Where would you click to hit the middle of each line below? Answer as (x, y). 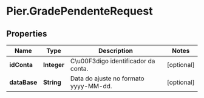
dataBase (23, 82)
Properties (27, 34)
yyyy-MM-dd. (91, 86)
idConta (21, 65)
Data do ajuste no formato (107, 79)
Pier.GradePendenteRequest (80, 11)
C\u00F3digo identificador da (113, 61)
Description (116, 51)
